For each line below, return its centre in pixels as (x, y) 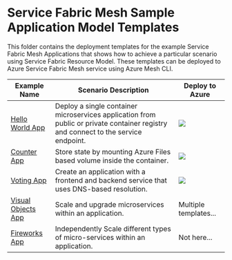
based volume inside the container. (112, 160)
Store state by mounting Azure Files (113, 151)
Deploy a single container (96, 106)
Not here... (195, 237)
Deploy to (200, 86)
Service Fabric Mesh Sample (91, 13)
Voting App (29, 180)
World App (28, 127)
